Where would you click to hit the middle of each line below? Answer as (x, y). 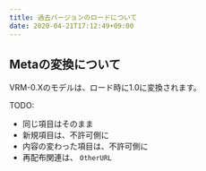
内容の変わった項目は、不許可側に (85, 146)
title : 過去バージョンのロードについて (73, 17)
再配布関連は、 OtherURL (67, 158)
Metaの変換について (65, 64)
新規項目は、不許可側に (65, 135)
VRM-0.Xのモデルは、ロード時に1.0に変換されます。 (105, 88)
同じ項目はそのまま (58, 124)
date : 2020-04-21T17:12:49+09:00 (72, 26)
